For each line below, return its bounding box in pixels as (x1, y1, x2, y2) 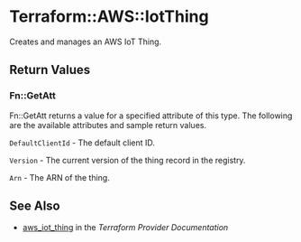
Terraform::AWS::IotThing (9, 6, 209, 27)
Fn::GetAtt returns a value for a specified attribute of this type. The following (9, 110, 293, 121)
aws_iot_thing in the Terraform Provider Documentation (22, 222, 229, 233)
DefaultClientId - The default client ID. (9, 137, 156, 148)
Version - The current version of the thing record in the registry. (9, 154, 246, 165)
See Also (9, 199, 60, 214)
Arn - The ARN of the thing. (9, 172, 110, 182)
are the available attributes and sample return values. (9, 119, 207, 130)
